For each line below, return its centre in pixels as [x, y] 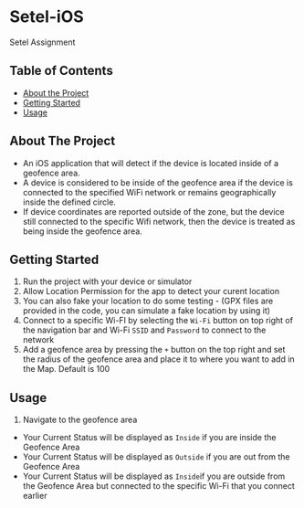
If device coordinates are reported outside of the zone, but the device [153, 211]
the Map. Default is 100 [66, 369]
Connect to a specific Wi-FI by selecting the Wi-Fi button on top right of [158, 321]
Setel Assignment [42, 42]
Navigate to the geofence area [80, 420]
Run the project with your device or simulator [107, 281]
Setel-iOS [47, 17]
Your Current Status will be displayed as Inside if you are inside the [149, 438]
